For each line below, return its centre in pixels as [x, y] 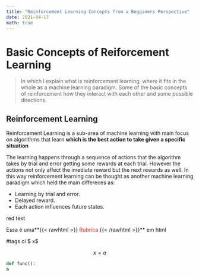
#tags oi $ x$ [22, 241]
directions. [34, 100]
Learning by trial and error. [47, 194]
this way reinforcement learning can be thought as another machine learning [100, 177]
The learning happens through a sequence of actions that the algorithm [94, 158]
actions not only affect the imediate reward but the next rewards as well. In [97, 170]
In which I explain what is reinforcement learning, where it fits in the [103, 81]
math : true [20, 23]
